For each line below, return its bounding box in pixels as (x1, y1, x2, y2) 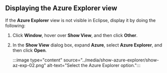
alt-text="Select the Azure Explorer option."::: (47, 62, 141, 68)
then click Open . (12, 47, 47, 53)
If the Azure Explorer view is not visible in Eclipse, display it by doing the (5, 17, 156, 23)
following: (5, 22, 26, 28)
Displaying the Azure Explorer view (5, 4, 117, 12)
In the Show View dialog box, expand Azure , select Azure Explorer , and (12, 42, 162, 48)
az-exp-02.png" (12, 62, 46, 68)
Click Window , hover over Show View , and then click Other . (12, 32, 138, 38)
